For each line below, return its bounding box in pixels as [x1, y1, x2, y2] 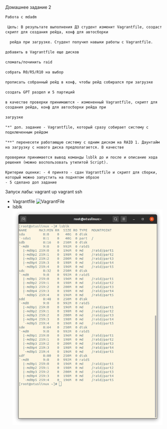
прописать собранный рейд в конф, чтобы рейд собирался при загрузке [5, 80, 153, 85]
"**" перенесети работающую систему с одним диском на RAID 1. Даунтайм [5, 140, 160, 145]
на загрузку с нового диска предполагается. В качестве [5, 145, 124, 150]
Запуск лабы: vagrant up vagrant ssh [5, 189, 82, 194]
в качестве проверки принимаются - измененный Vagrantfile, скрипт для [5, 100, 157, 105]
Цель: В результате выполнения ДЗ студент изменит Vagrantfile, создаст [7, 25, 162, 30]
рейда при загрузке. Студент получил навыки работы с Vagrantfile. [9, 40, 153, 45]
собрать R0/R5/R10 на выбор [5, 70, 64, 75]
